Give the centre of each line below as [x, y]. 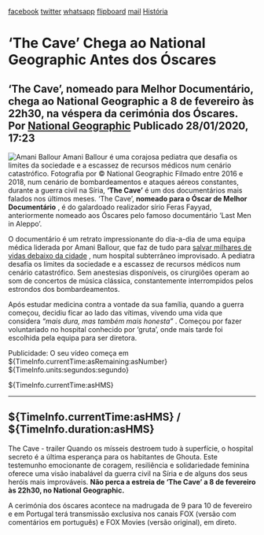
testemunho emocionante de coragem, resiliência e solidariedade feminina [129, 465]
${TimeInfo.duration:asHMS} [81, 429]
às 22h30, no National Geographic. [66, 490]
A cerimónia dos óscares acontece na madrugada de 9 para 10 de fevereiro [130, 505]
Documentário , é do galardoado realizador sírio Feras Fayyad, [110, 207]
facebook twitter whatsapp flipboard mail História [88, 11]
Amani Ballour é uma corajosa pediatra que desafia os [150, 157]
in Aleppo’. [25, 224]
